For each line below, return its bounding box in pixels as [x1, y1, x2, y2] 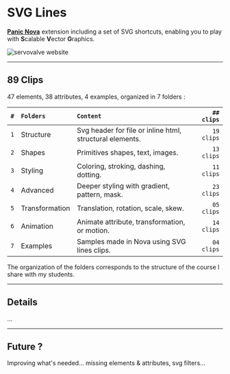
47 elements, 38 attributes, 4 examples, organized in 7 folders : [7, 92, 186, 101]
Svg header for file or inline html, [77, 125, 182, 135]
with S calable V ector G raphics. [7, 34, 95, 42]
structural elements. [77, 134, 142, 143]
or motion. [77, 225, 110, 235]
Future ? [7, 340, 43, 352]
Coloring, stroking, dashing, [77, 161, 166, 171]
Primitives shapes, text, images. [77, 147, 179, 157]
